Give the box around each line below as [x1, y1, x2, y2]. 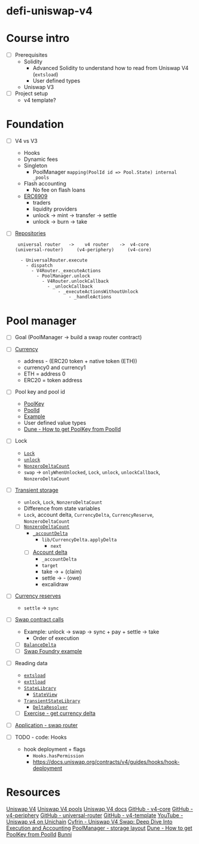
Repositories [14, 230, 46, 237]
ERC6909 [23, 193, 48, 200]
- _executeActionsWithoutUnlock [57, 289, 139, 295]
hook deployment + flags [23, 745, 85, 752]
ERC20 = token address [23, 377, 82, 384]
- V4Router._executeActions [30, 268, 101, 274]
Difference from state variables [23, 504, 100, 512]
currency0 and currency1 [23, 364, 86, 371]
